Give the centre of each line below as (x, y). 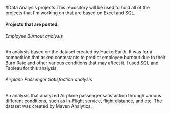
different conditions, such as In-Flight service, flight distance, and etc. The (84, 101)
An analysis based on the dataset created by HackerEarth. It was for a (79, 52)
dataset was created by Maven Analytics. (49, 106)
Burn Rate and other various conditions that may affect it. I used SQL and (82, 63)
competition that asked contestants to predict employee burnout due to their (86, 57)
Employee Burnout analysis (34, 36)
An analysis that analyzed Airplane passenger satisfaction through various (83, 95)
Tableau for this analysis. (31, 68)
